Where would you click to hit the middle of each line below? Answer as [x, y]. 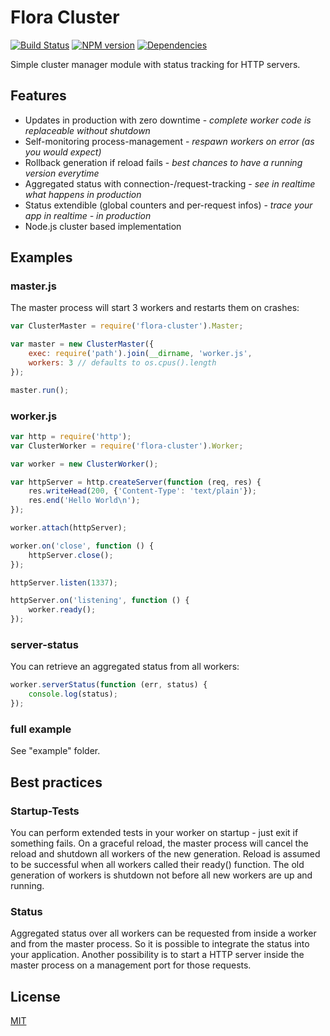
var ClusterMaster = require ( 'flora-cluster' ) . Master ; [127, 326]
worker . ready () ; [62, 610]
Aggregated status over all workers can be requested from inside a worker [163, 933]
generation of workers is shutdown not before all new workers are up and [161, 875]
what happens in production [83, 194]
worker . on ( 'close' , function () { [82, 546]
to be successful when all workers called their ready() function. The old [157, 865]
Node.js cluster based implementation [103, 226]
